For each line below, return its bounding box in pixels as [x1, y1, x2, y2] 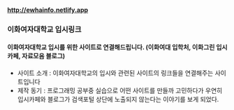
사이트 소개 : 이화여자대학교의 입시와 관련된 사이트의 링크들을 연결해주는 [17, 69, 214, 77]
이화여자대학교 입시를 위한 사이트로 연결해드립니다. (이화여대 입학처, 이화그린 [7, 43, 215, 52]
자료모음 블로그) [22, 52, 66, 60]
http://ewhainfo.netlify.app [7, 6, 89, 14]
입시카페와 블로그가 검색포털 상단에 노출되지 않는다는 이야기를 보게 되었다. [17, 95, 219, 103]
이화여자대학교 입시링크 [7, 25, 82, 34]
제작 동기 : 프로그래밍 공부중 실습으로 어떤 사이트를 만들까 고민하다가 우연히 [17, 86, 223, 95]
